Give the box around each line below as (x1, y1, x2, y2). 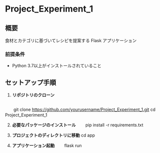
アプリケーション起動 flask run (12, 143, 82, 149)
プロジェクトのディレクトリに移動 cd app (12, 132, 96, 138)
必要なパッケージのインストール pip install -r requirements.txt (12, 122, 144, 128)
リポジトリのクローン (12, 92, 55, 98)
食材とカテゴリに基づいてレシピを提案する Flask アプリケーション (5, 38, 137, 43)
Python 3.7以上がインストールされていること (12, 63, 102, 69)
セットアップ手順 (5, 78, 56, 87)
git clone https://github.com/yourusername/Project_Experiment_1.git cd (13, 107, 156, 112)
